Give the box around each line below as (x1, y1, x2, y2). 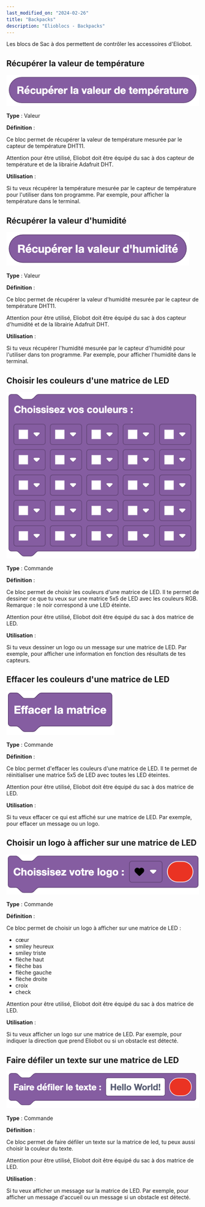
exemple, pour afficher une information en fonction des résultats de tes (6, 650, 186, 658)
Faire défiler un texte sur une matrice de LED (6, 1055, 179, 1065)
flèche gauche (15, 969, 52, 976)
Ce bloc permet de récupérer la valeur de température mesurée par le (6, 136, 182, 144)
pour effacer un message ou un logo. (6, 820, 100, 827)
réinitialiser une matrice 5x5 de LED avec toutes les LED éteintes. (6, 771, 170, 779)
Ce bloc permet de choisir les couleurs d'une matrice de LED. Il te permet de (6, 588, 199, 596)
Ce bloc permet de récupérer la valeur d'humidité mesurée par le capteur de (6, 296, 199, 303)
